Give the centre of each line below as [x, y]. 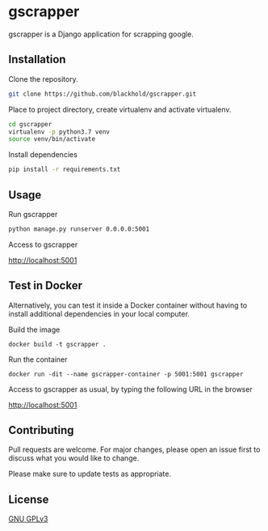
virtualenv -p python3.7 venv [59, 132]
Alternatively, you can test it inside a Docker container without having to [128, 305]
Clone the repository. [43, 79]
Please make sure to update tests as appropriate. [90, 474]
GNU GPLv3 [28, 519]
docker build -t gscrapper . [57, 344]
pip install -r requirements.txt [65, 170]
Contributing [41, 430]
